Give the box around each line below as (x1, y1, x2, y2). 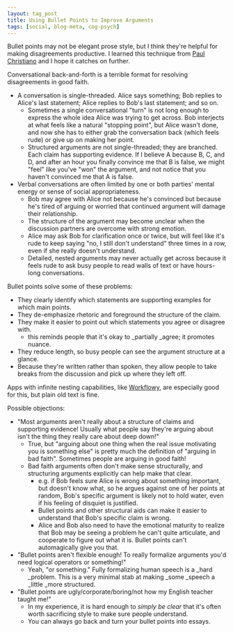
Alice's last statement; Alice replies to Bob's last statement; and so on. (17, 99, 219, 107)
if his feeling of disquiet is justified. (38, 499, 138, 507)
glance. (17, 355, 40, 363)
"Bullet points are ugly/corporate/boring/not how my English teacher (17, 587, 214, 596)
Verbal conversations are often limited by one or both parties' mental (17, 180, 215, 189)
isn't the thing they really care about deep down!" (17, 432, 160, 441)
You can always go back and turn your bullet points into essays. (27, 617, 211, 626)
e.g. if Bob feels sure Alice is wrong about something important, (38, 477, 221, 485)
